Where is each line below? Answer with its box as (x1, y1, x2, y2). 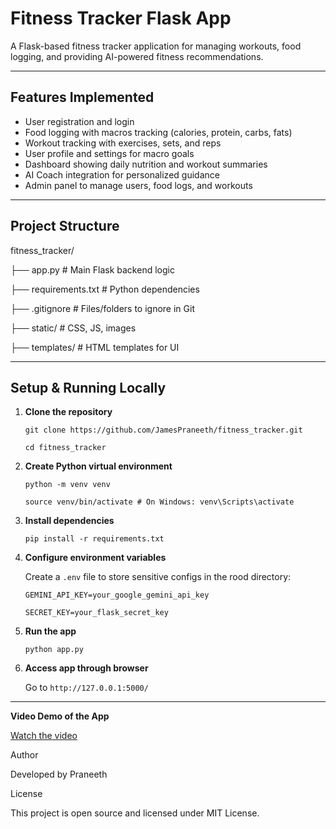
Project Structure (10, 218, 120, 235)
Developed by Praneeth (10, 768, 108, 781)
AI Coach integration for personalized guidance (24, 168, 220, 181)
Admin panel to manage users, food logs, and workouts (24, 179, 253, 191)
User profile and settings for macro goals (24, 147, 195, 159)
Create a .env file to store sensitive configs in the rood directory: (24, 571, 292, 583)
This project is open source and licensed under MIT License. (10, 807, 260, 819)
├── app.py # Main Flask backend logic (10, 263, 175, 276)
